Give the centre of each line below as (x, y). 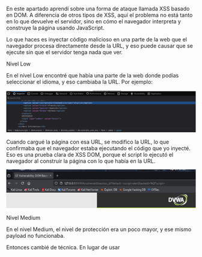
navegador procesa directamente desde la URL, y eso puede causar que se (100, 46)
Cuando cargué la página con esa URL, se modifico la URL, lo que (88, 142)
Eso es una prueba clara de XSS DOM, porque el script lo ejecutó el (90, 155)
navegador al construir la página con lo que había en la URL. (81, 161)
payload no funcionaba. (35, 236)
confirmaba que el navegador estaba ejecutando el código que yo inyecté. (98, 148)
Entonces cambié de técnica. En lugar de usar (63, 247)
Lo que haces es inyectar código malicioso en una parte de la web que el (97, 39)
